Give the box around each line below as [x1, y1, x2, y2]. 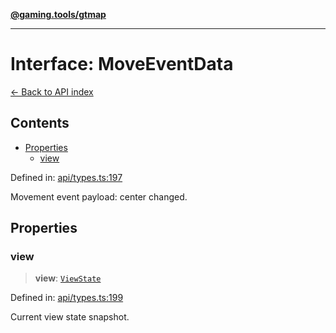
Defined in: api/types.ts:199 [10, 292, 124, 304]
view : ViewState [34, 272, 102, 284]
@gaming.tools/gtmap [10, 9, 107, 20]
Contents [10, 115, 70, 132]
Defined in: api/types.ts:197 [10, 171, 123, 183]
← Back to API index [10, 85, 94, 98]
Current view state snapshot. [10, 311, 130, 323]
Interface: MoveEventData [10, 53, 234, 76]
